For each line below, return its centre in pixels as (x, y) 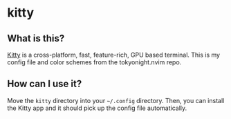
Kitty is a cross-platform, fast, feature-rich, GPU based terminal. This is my (113, 55)
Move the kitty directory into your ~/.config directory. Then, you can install (116, 100)
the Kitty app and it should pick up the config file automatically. (97, 108)
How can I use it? (45, 84)
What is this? (36, 38)
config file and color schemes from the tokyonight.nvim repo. (94, 62)
